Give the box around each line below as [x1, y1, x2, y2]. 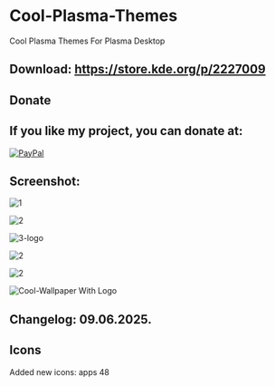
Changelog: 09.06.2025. [9, 312, 152, 327]
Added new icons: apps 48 [9, 366, 110, 377]
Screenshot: [9, 173, 81, 188]
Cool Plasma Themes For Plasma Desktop [9, 35, 166, 46]
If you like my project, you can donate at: [9, 123, 243, 139]
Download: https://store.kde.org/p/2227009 [9, 62, 266, 77]
